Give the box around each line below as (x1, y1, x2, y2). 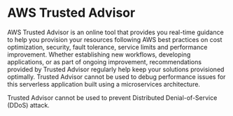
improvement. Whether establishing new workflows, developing (7, 50, 191, 59)
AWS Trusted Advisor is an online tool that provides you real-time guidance (7, 28, 224, 36)
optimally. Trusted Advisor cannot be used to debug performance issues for (7, 72, 226, 81)
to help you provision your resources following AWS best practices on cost (7, 35, 223, 43)
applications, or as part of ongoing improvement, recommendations (7, 57, 202, 66)
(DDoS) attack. (7, 101, 50, 109)
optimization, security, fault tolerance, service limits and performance (7, 43, 208, 51)
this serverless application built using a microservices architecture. (7, 80, 201, 88)
